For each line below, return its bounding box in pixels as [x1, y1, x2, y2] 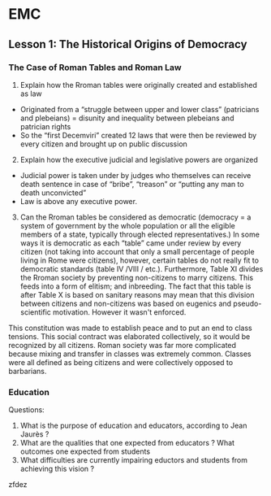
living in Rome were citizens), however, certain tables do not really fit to [19, 255, 260, 265]
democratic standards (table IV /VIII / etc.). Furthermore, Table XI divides [19, 263, 264, 273]
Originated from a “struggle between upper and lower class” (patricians [19, 104, 260, 114]
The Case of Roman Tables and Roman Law [8, 62, 182, 73]
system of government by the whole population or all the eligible [19, 220, 235, 230]
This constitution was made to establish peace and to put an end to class [8, 323, 253, 333]
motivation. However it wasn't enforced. [52, 307, 187, 317]
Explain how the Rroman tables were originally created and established [19, 80, 258, 89]
